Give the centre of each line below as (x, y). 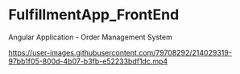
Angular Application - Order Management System (91, 37)
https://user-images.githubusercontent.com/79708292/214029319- (120, 52)
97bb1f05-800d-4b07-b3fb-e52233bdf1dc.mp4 (88, 61)
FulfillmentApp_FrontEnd (94, 15)
